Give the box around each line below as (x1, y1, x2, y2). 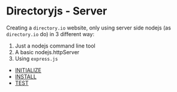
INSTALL (14, 73, 37, 80)
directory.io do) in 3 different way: (6, 30, 95, 37)
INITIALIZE (14, 66, 42, 73)
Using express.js (14, 55, 58, 62)
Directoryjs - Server (6, 4, 107, 18)
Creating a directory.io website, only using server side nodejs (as (6, 24, 171, 31)
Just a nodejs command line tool (14, 42, 96, 49)
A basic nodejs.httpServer (14, 48, 80, 55)
